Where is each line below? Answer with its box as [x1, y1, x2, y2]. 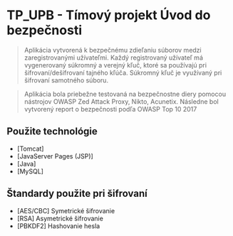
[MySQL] [16, 167, 44, 176]
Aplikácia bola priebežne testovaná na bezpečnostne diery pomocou [24, 90, 226, 98]
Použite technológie [6, 125, 98, 138]
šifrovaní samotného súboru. [24, 75, 108, 85]
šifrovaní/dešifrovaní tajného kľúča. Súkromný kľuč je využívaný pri [24, 68, 222, 77]
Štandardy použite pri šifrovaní [6, 188, 147, 200]
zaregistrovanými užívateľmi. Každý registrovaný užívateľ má [24, 53, 204, 62]
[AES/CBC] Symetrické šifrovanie [16, 206, 115, 215]
